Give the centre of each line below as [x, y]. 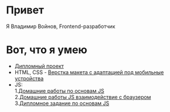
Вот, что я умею [47, 50]
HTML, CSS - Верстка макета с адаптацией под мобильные [89, 72]
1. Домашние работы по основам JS [59, 90]
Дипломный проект [39, 66]
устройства [29, 78]
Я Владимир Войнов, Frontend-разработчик [61, 26]
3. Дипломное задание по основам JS [62, 103]
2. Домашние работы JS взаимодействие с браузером [83, 97]
